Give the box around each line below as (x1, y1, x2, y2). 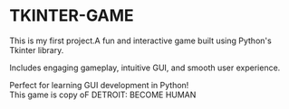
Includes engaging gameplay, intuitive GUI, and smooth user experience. (9, 62, 281, 73)
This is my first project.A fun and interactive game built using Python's (9, 35, 272, 46)
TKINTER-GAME (9, 5, 134, 26)
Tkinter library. (9, 44, 64, 55)
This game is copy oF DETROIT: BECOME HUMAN (9, 89, 197, 100)
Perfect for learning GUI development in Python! (9, 79, 189, 90)
